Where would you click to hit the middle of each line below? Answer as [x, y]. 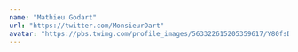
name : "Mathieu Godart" [53, 17]
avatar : [24, 33]
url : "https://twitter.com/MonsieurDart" [87, 26]
